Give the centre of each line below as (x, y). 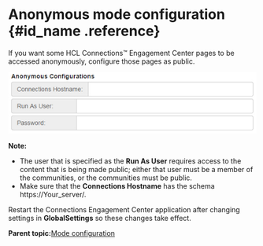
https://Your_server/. (53, 195)
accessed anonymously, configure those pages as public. (102, 61)
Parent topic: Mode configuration (62, 233)
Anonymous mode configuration (117, 15)
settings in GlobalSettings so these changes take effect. (100, 218)
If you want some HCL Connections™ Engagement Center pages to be (121, 53)
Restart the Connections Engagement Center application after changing (124, 210)
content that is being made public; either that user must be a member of (136, 170)
